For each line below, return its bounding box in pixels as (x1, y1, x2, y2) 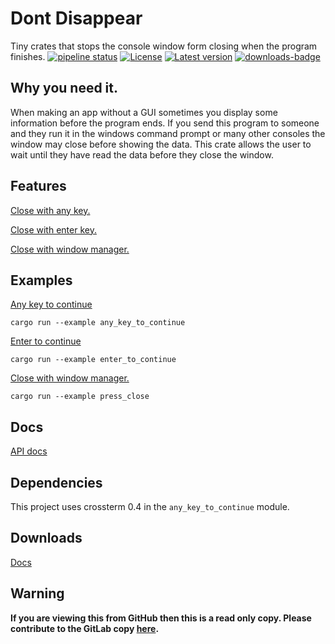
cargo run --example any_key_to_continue (10, 318, 186, 328)
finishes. (10, 50, 46, 62)
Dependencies (10, 474, 103, 491)
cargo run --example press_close (10, 392, 150, 402)
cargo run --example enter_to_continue (10, 355, 177, 365)
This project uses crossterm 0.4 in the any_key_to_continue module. (10, 501, 290, 512)
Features (10, 178, 67, 195)
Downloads (10, 530, 83, 547)
